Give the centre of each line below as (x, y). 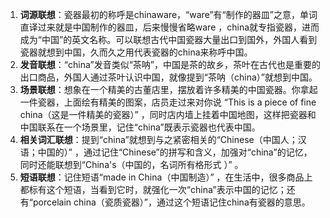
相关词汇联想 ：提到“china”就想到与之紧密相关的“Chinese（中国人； (158, 139)
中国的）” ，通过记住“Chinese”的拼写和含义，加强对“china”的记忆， (175, 152)
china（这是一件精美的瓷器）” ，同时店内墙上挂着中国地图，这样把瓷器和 (168, 114)
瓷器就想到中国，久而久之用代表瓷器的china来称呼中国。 (136, 52)
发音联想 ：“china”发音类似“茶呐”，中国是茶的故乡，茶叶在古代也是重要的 (170, 64)
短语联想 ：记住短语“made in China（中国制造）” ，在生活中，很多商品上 (166, 177)
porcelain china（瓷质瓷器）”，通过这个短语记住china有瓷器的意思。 (171, 202)
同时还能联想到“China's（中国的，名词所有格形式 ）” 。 (131, 164)
